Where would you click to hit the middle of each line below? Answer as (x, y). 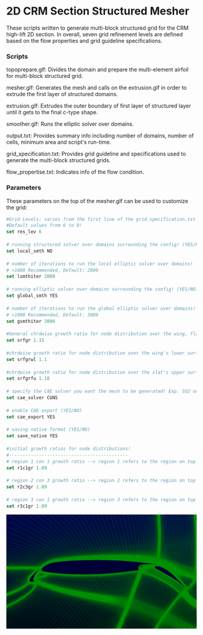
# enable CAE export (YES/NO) (44, 410)
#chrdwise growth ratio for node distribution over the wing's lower (96, 353)
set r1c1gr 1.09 (27, 468)
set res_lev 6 (24, 232)
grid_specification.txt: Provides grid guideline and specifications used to (96, 154)
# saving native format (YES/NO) (48, 430)
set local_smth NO (29, 251)
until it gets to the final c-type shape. (52, 112)
